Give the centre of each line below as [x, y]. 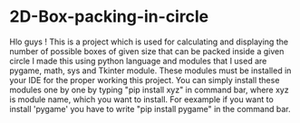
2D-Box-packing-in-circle [109, 17]
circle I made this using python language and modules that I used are [138, 61]
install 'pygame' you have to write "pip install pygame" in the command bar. [150, 109]
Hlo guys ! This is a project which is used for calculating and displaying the [149, 42]
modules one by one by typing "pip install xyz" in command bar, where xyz [149, 90]
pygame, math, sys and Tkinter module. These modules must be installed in [150, 71]
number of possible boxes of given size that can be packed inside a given [147, 51]
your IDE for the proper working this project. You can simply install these [145, 80]
